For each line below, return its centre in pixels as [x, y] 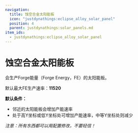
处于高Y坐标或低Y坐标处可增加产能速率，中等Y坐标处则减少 [73, 115]
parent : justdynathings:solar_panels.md [51, 28]
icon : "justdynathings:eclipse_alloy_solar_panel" [62, 19]
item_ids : [15, 33]
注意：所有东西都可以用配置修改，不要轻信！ [50, 126]
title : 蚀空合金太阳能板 [32, 14]
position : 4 [22, 23]
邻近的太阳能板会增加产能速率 [42, 109]
